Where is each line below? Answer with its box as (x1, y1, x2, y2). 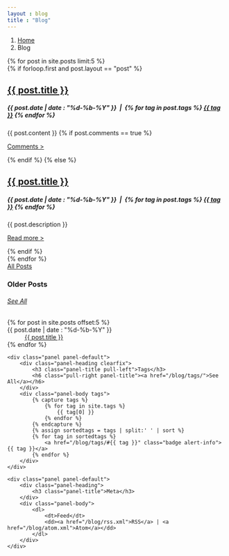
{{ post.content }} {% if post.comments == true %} (7, 128, 153, 137)
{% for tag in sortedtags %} (32, 433, 117, 440)
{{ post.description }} (7, 220, 68, 229)
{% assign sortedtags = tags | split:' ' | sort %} (32, 427, 185, 434)
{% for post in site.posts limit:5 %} (7, 56, 105, 65)
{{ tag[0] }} (56, 409, 95, 416)
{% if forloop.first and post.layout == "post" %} (7, 64, 142, 72)
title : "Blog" (7, 17, 51, 24)
